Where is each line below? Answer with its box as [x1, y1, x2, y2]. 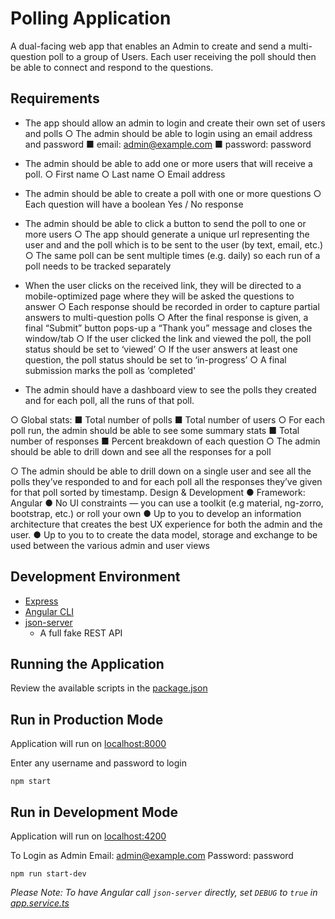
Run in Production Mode [10, 711, 164, 728]
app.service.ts [10, 897, 70, 909]
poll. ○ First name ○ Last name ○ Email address [24, 168, 226, 180]
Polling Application [10, 7, 172, 30]
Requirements [10, 90, 100, 107]
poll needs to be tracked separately [24, 260, 172, 272]
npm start [10, 777, 52, 787]
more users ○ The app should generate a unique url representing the [24, 228, 310, 240]
